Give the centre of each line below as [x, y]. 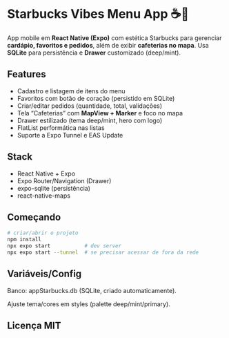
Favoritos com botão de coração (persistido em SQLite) [96, 98]
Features [27, 74]
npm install [24, 240]
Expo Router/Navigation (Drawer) [64, 180]
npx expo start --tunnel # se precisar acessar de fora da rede [103, 252]
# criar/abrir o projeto [43, 233]
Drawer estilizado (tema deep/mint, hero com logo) [90, 120]
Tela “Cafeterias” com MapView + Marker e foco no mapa [100, 113]
